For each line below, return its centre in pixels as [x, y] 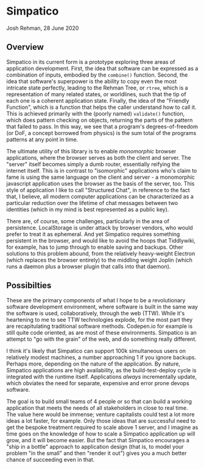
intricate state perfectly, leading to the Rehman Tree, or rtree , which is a [97, 88]
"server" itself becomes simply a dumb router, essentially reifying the [93, 164]
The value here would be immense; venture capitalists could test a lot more [100, 414]
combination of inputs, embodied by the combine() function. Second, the [97, 75]
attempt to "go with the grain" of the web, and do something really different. [101, 339]
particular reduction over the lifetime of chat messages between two [92, 203]
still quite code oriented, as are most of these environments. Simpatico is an [101, 332]
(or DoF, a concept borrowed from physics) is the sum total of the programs [101, 133]
